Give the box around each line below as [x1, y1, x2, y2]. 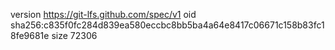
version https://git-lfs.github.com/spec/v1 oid [10, 9, 197, 20]
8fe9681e [10, 30, 50, 41]
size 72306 [51, 30, 98, 41]
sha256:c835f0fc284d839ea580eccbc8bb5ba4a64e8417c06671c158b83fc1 [10, 19, 325, 31]
